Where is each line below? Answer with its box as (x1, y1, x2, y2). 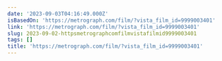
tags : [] (7, 36, 33, 43)
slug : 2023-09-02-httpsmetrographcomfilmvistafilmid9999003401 (7, 29, 197, 37)
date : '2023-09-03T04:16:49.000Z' (7, 10, 109, 18)
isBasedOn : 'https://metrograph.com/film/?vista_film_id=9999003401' (7, 17, 216, 24)
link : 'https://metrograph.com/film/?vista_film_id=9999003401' (7, 23, 200, 30)
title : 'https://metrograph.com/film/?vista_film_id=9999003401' (7, 43, 203, 50)
